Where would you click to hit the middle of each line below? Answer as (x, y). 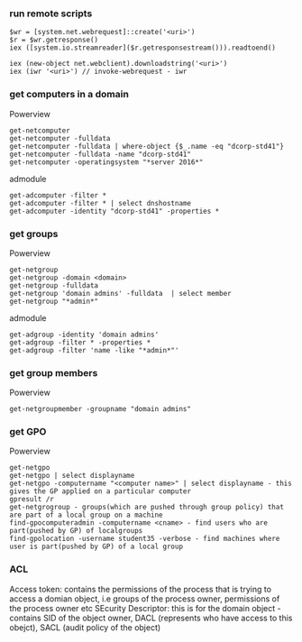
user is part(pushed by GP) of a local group (96, 547)
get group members (54, 372)
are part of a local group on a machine (87, 515)
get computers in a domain (69, 95)
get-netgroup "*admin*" (54, 301)
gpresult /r (32, 500)
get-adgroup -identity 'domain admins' (84, 335)
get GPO (28, 432)
